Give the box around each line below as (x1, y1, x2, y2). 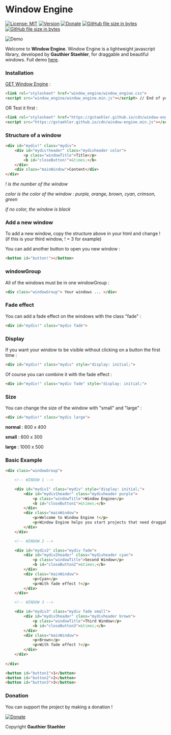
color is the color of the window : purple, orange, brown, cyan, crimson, (5, 191, 156, 197)
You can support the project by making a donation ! (5, 704, 113, 710)
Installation (5, 69, 34, 76)
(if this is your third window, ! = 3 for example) (5, 236, 102, 242)
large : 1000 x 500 (5, 444, 44, 450)
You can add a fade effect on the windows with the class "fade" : (5, 313, 141, 319)
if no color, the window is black (5, 206, 71, 213)
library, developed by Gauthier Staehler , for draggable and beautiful (5, 51, 149, 57)
